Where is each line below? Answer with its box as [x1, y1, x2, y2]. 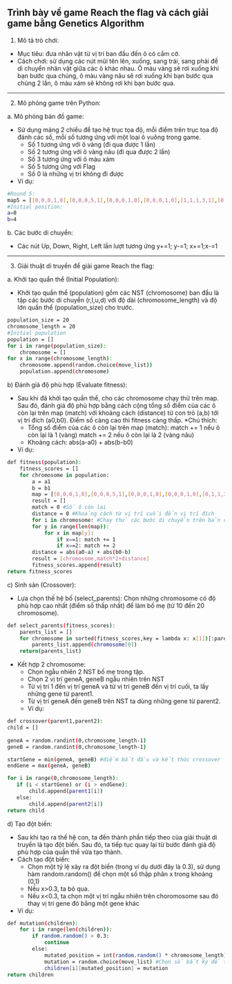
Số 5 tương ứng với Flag [27, 162, 95, 170]
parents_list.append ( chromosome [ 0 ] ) [32, 641, 137, 649]
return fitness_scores [7, 568, 72, 575]
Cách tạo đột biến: [17, 855, 70, 863]
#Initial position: [7, 203, 64, 210]
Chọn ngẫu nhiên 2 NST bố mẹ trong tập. [27, 668, 145, 676]
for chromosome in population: [19, 472, 110, 479]
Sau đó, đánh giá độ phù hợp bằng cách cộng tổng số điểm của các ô [17, 402, 216, 410]
